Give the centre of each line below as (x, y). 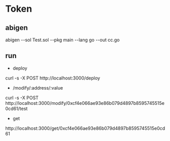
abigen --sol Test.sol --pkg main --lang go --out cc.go (63, 40)
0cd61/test (17, 108)
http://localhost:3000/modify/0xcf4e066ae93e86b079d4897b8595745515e (85, 103)
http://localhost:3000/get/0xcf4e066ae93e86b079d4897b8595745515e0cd (85, 128)
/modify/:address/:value (38, 88)
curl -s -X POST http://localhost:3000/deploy (53, 78)
